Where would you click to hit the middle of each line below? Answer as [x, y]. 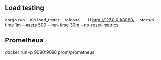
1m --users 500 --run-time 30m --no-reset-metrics [67, 25]
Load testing [25, 8]
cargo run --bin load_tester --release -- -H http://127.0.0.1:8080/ [70, 20]
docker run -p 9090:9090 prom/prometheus [50, 52]
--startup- [146, 20]
